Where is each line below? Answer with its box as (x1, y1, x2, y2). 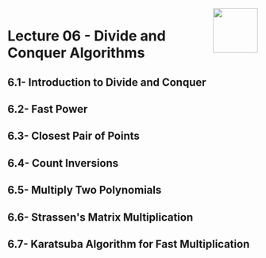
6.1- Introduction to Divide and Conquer (7, 75, 207, 89)
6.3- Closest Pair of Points (7, 129, 141, 143)
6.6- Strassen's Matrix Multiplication (7, 210, 194, 224)
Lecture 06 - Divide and (7, 27, 166, 45)
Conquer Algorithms (7, 44, 145, 62)
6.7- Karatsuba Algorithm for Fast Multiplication (7, 237, 250, 251)
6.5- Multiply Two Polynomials (7, 183, 162, 197)
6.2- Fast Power (7, 102, 88, 116)
